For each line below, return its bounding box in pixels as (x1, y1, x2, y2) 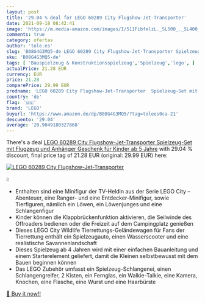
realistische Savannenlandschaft (15, 240, 98, 247)
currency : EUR (6, 71, 43, 77)
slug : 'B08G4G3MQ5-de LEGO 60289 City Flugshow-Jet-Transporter (6, 49, 173, 55)
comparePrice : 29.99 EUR (6, 83, 70, 89)
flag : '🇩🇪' (6, 99, 37, 105)
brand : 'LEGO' (6, 105, 43, 111)
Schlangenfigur (15, 207, 54, 215)
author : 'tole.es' (6, 43, 53, 49)
